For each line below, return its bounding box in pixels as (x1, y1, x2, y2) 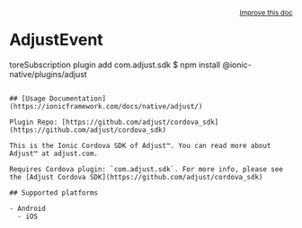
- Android (9, 204, 47, 213)
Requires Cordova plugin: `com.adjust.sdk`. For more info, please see (9, 164, 283, 173)
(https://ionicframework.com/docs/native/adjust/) (9, 101, 203, 110)
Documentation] (49, 93, 106, 103)
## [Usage (9, 93, 47, 103)
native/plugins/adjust (9, 68, 87, 79)
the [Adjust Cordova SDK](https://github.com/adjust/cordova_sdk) (9, 172, 263, 181)
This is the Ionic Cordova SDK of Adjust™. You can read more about (9, 141, 271, 150)
